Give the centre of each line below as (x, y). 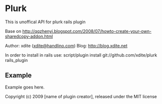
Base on (13, 31)
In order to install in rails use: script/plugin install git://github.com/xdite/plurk (81, 55)
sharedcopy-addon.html (29, 36)
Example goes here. (25, 87)
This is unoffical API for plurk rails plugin (45, 22)
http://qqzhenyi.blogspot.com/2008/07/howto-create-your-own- (87, 31)
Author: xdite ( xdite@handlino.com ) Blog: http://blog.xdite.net (66, 45)
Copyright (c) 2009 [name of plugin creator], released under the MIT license (81, 96)
